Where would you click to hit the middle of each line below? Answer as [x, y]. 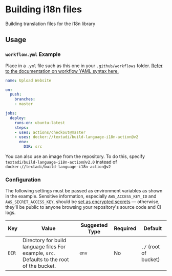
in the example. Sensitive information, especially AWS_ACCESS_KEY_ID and [81, 196]
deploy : [18, 118]
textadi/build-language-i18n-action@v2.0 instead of [61, 162]
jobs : [11, 113]
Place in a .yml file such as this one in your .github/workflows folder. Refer [84, 66]
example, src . [39, 253]
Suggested [94, 225]
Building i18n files [44, 9]
